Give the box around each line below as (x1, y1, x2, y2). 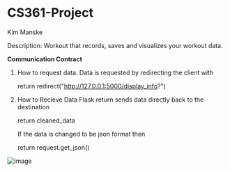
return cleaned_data (17, 116, 75, 125)
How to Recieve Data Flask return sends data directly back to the (17, 95, 204, 104)
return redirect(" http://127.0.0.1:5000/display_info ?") (17, 81, 166, 90)
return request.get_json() (17, 143, 90, 151)
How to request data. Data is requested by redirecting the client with (17, 68, 214, 77)
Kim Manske (7, 28, 43, 36)
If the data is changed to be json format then (17, 130, 146, 138)
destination (17, 102, 50, 111)
